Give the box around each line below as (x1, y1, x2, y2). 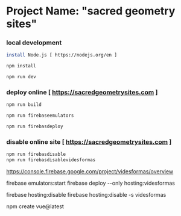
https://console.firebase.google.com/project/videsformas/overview (6, 168, 174, 175)
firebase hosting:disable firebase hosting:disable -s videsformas (6, 191, 167, 199)
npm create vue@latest (6, 203, 65, 210)
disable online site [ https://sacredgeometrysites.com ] (6, 137, 172, 146)
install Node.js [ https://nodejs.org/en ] (6, 52, 118, 58)
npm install (6, 63, 36, 69)
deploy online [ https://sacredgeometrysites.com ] (6, 88, 158, 97)
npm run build (6, 102, 42, 108)
